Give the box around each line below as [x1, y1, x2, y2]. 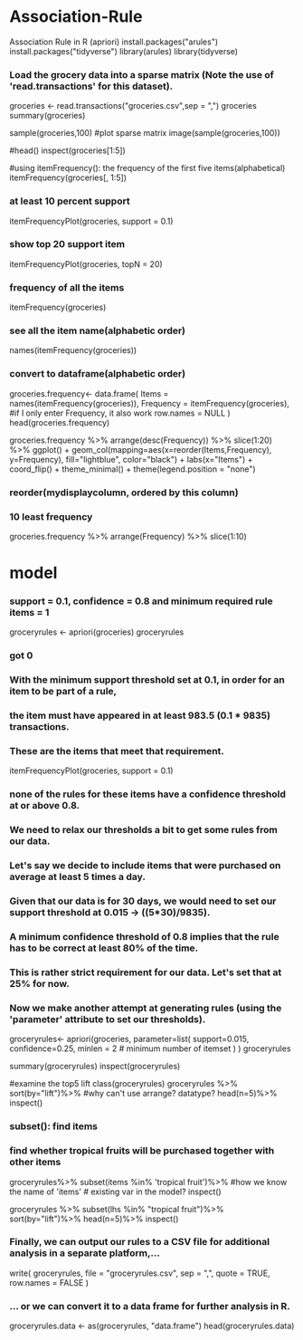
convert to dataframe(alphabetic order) [9, 368, 186, 380]
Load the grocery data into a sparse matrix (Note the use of [9, 68, 274, 81]
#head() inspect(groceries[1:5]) [9, 145, 127, 156]
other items [9, 1156, 62, 1169]
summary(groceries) [9, 110, 86, 121]
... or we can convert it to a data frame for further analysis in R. [9, 1299, 291, 1312]
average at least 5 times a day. [9, 871, 147, 884]
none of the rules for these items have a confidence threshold [9, 788, 287, 800]
